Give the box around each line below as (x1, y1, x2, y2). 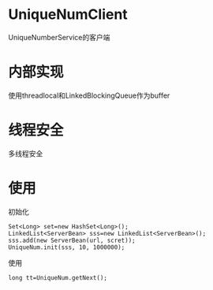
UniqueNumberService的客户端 (8, 32, 110, 42)
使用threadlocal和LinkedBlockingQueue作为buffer (8, 91, 170, 100)
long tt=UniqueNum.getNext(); (8, 273, 108, 281)
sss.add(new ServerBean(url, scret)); (8, 236, 136, 244)
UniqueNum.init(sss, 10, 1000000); (8, 243, 125, 251)
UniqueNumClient (8, 6, 128, 24)
